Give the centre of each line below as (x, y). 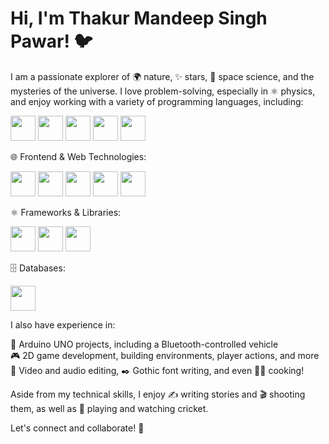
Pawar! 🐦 (51, 41)
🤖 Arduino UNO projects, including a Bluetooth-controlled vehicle (144, 344)
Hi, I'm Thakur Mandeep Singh (139, 18)
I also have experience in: (63, 324)
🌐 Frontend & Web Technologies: (78, 156)
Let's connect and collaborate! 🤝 (77, 428)
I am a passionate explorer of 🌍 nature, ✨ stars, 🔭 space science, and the (162, 76)
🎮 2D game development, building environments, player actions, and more (165, 355)
